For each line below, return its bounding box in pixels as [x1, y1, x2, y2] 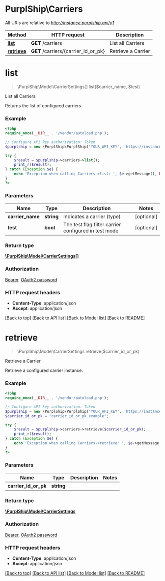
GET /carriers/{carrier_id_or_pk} [31, 48, 105, 55]
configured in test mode [63, 227, 119, 234]
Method [7, 31, 27, 38]
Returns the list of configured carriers [5, 102, 81, 109]
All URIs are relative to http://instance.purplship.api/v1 [5, 20, 114, 26]
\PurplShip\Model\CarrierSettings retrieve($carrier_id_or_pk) [17, 348, 140, 354]
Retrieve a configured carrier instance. [5, 367, 83, 373]
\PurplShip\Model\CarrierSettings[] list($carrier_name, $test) [17, 84, 140, 90]
